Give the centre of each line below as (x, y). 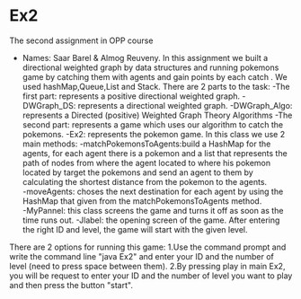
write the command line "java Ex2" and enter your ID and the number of (142, 256)
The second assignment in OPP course (81, 40)
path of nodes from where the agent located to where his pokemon (146, 163)
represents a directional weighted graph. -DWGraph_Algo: (185, 105)
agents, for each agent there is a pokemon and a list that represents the (155, 153)
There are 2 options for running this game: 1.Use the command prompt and (148, 247)
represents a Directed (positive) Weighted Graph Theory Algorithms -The (157, 115)
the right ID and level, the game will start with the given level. (135, 229)
